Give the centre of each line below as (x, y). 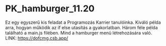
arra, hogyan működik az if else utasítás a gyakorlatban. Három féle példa (81, 27)
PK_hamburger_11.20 (50, 9)
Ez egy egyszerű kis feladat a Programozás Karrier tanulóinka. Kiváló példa (83, 22)
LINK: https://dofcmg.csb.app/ (37, 38)
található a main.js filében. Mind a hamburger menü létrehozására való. (79, 33)
